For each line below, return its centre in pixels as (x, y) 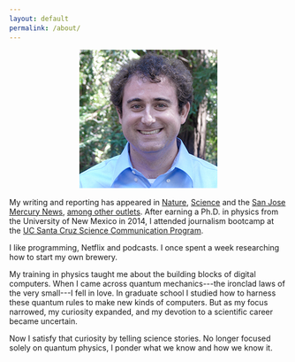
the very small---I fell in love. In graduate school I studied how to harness (143, 293)
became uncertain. (43, 321)
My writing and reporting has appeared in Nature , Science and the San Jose (147, 202)
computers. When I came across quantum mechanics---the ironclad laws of (147, 283)
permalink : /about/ (45, 28)
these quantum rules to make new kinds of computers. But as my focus (139, 302)
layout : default (39, 19)
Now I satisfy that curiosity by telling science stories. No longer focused (140, 338)
